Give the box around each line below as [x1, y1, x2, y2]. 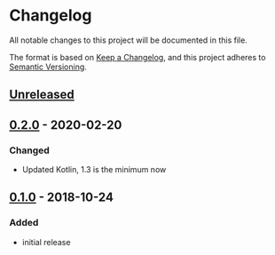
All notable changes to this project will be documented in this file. [9, 35, 248, 45]
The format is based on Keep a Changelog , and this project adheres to [9, 52, 266, 62]
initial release [21, 236, 71, 247]
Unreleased [9, 87, 75, 102]
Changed [9, 144, 51, 156]
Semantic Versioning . [9, 61, 87, 72]
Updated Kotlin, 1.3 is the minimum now [21, 164, 167, 175]
